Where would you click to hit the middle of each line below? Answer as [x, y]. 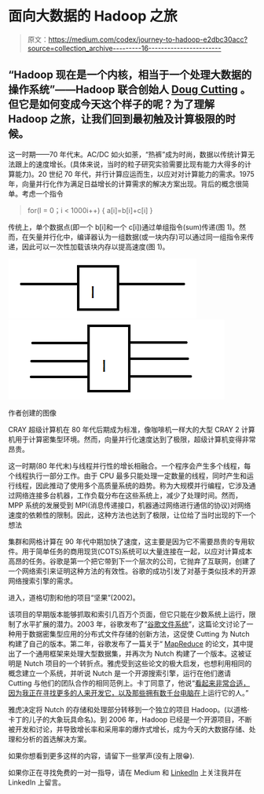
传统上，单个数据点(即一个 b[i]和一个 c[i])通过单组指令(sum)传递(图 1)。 [124, 227]
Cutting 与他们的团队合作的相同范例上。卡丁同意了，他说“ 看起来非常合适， [129, 683]
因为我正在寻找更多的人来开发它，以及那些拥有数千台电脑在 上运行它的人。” [128, 693]
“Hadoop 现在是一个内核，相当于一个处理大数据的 [130, 75]
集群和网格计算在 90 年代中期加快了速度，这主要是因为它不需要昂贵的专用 [128, 541]
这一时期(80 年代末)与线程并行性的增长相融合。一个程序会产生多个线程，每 [130, 465]
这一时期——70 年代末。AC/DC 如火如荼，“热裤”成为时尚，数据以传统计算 [128, 154]
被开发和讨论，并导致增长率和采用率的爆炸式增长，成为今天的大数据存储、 [128, 729]
